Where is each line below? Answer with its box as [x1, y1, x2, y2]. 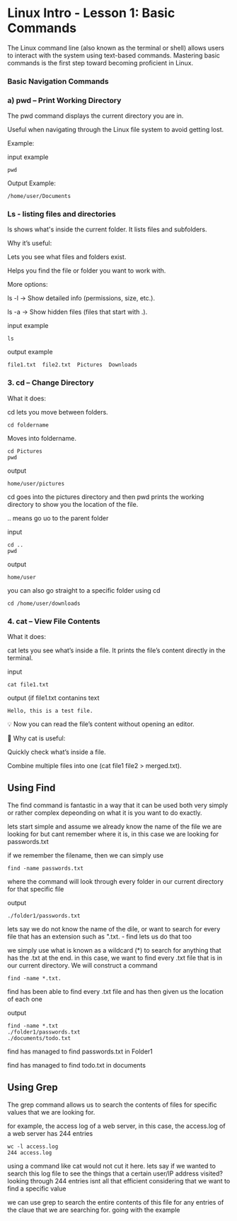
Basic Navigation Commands [7, 76, 109, 86]
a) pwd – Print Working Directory [7, 95, 122, 105]
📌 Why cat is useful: [7, 734, 66, 743]
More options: [7, 280, 48, 289]
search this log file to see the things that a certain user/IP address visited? [7, 1169, 223, 1178]
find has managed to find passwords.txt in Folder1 [7, 1047, 154, 1056]
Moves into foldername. [7, 434, 76, 442]
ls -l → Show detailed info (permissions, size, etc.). [7, 294, 156, 302]
